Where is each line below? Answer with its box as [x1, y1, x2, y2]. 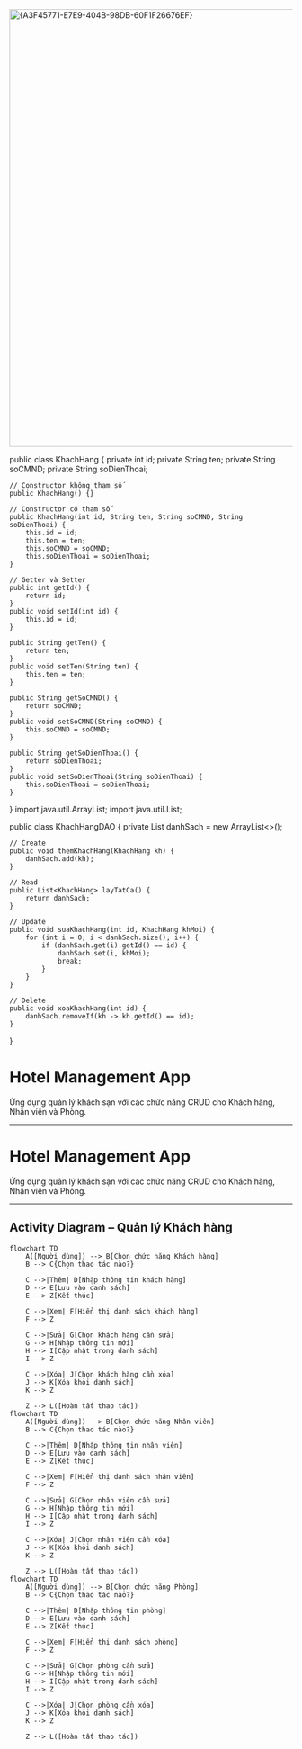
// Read [9, 878, 39, 887]
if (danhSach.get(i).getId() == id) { [41, 941, 187, 950]
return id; [25, 591, 67, 600]
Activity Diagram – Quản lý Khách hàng [9, 1220, 233, 1235]
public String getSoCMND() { [9, 694, 119, 703]
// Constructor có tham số [9, 505, 111, 514]
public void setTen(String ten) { [9, 662, 139, 671]
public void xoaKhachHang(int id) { [9, 1004, 147, 1013]
